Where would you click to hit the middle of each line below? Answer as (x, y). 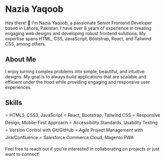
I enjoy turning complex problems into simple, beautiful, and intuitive (75, 71)
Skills (14, 103)
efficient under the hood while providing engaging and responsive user (78, 82)
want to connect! (22, 154)
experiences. (19, 87)
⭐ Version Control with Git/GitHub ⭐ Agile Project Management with (74, 130)
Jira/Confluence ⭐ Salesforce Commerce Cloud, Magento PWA (69, 137)
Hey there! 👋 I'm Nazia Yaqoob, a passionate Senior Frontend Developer (79, 23)
